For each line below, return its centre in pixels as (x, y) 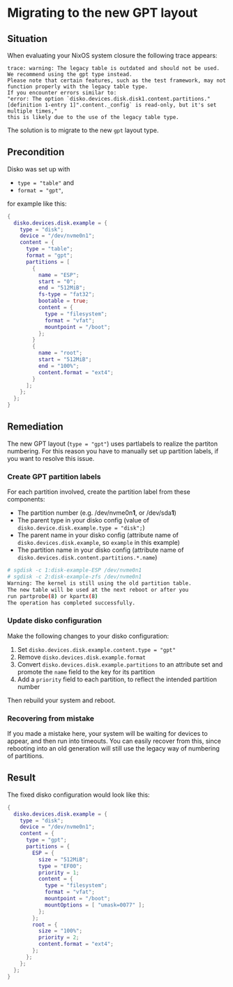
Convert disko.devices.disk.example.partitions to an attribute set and (120, 664)
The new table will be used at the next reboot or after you (98, 590)
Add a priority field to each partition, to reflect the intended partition (117, 679)
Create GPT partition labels (54, 476)
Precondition (36, 152)
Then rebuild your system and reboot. (61, 700)
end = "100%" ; (59, 366)
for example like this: (37, 204)
